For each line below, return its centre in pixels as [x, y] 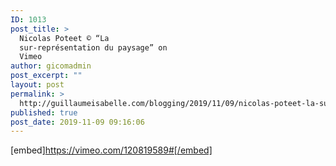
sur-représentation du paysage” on [93, 47]
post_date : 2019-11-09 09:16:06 [77, 122]
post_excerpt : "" [46, 76]
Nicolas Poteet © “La [64, 38]
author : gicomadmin [51, 66]
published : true [44, 112]
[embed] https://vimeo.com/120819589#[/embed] [111, 150]
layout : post [37, 85]
